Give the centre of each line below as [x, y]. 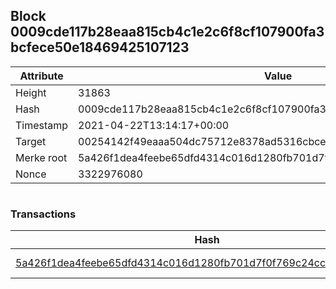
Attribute [41, 76]
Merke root [41, 157]
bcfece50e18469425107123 [100, 47]
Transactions [43, 214]
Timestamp [42, 125]
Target [31, 141]
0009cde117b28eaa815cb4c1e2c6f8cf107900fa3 [167, 32]
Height [31, 92]
